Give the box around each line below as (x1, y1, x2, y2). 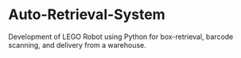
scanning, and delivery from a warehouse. (8, 40, 147, 49)
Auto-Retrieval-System (8, 6, 165, 24)
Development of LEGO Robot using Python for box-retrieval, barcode (8, 32, 234, 41)
